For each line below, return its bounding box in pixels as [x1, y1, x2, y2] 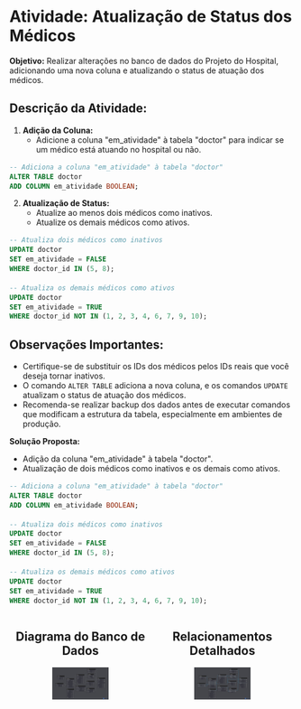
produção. [22, 418, 61, 430]
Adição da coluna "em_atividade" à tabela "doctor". [22, 453, 214, 464]
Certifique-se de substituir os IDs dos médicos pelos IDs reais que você [22, 361, 290, 372]
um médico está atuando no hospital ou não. [35, 144, 202, 154]
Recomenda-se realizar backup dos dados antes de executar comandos [22, 399, 291, 410]
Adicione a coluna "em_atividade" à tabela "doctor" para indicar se [35, 134, 285, 145]
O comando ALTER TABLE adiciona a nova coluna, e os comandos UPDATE [22, 380, 288, 391]
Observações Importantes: [9, 337, 164, 352]
